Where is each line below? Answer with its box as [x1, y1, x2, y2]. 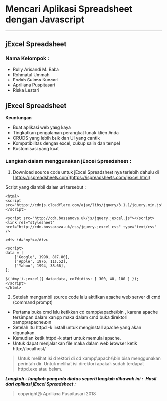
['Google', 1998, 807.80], [14, 254, 70, 259]
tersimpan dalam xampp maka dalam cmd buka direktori [12, 314, 128, 320]
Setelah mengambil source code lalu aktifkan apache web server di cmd [12, 294, 161, 300]
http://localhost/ [12, 345, 46, 351]
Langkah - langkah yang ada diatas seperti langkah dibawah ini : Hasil [5, 375, 157, 381]
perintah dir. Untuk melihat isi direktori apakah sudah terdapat [17, 360, 144, 366]
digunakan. [12, 329, 36, 336]
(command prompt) [12, 299, 53, 305]
